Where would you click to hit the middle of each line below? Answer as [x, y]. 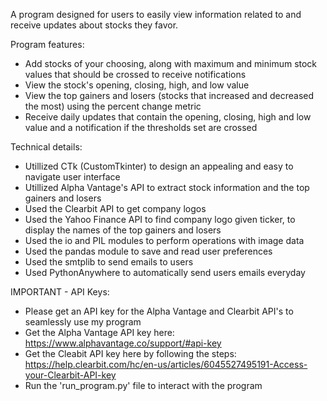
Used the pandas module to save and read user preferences [148, 251]
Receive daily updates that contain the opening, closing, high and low [168, 117]
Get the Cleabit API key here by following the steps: [130, 353]
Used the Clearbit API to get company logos [115, 208]
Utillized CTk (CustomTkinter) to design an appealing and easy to [159, 166]
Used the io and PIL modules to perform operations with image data [164, 240]
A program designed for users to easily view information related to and [156, 14]
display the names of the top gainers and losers [123, 230]
